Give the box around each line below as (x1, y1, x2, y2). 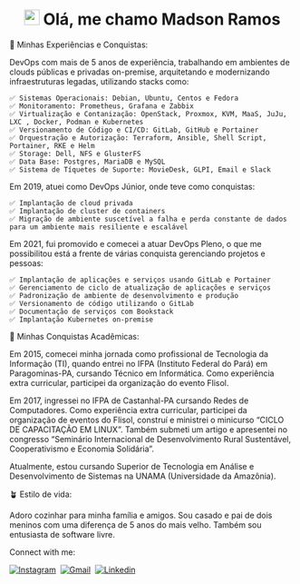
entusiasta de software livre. (9, 529, 116, 539)
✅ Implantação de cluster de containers (9, 206, 166, 215)
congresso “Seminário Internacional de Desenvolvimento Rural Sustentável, (9, 433, 292, 444)
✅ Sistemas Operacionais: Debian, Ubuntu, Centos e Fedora (9, 94, 238, 103)
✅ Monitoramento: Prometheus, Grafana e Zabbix (9, 101, 195, 111)
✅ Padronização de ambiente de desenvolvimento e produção (9, 291, 238, 300)
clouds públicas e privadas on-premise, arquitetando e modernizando (9, 66, 270, 77)
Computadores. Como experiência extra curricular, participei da (9, 404, 247, 415)
